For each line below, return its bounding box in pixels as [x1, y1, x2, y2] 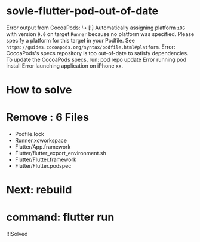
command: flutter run [6, 211, 115, 224]
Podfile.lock [14, 131, 45, 138]
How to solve [6, 83, 72, 97]
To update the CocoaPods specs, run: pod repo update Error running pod [6, 56, 187, 63]
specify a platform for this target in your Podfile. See [6, 37, 136, 44]
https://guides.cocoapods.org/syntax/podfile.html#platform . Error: [6, 43, 176, 50]
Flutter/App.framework [14, 143, 71, 150]
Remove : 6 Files [6, 111, 90, 124]
